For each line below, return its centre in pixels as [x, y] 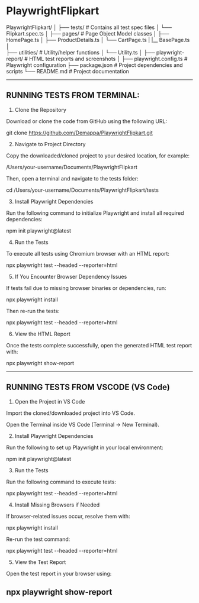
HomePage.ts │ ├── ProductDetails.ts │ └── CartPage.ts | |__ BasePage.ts [98, 40]
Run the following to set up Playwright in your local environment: [85, 447]
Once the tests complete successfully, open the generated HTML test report [99, 345]
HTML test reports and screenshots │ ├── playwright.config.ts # [108, 59]
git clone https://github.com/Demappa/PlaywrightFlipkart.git [79, 133]
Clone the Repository [41, 109]
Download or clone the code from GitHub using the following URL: [87, 121]
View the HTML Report [43, 334]
